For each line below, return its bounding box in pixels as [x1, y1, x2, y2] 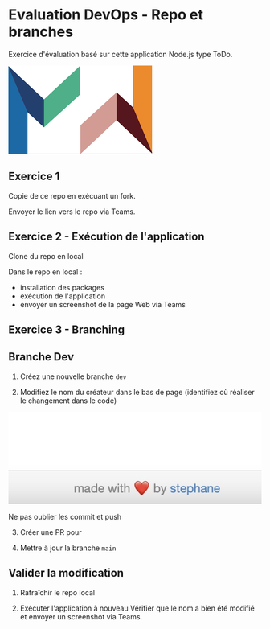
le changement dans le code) [19, 396, 117, 405]
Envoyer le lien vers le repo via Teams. [8, 207, 136, 216]
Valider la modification [8, 566, 125, 580]
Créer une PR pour [19, 527, 82, 536]
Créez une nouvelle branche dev [19, 372, 127, 381]
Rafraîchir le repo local [19, 587, 95, 597]
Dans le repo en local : [8, 267, 83, 277]
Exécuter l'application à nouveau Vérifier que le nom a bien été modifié [19, 603, 255, 613]
